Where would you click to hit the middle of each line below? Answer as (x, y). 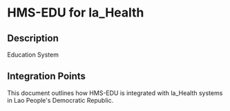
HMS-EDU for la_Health (76, 13)
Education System (33, 54)
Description (33, 38)
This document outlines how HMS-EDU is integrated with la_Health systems (115, 93)
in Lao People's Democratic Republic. (60, 100)
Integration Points (47, 76)
